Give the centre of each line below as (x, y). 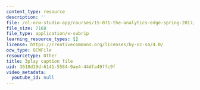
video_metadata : (26, 72)
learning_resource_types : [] (42, 39)
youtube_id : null (33, 78)
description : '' (26, 17)
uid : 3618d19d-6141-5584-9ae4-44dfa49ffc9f (61, 67)
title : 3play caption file (40, 61)
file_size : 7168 (26, 28)
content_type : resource (36, 12)
